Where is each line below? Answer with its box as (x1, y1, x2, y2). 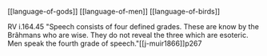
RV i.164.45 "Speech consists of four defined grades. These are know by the (7, 22, 259, 31)
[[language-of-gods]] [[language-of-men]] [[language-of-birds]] (7, 7, 221, 16)
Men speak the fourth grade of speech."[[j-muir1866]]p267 (7, 39, 202, 48)
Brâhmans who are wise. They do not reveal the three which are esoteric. (7, 31, 249, 39)
